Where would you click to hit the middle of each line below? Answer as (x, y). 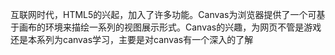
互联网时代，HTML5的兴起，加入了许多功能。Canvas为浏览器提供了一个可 (163, 14)
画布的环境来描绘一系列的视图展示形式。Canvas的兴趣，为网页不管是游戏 (170, 27)
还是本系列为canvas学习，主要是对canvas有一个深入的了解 (132, 39)
